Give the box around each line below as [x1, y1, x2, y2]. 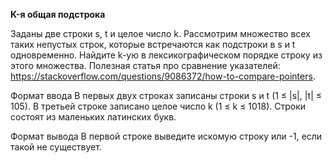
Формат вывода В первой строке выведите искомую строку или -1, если [10, 130, 323, 142]
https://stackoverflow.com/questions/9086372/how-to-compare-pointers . [10, 70, 316, 82]
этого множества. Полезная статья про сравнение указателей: [10, 60, 281, 71]
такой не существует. [10, 141, 102, 153]
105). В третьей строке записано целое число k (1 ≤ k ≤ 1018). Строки [10, 100, 307, 112]
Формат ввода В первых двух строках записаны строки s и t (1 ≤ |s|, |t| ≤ [10, 90, 323, 101]
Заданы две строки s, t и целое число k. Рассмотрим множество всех [10, 28, 311, 39]
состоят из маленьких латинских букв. [10, 111, 177, 123]
